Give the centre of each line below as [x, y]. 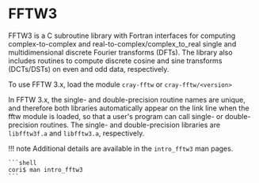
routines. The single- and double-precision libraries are [130, 125]
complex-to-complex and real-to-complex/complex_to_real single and [122, 43]
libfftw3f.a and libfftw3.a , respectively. [76, 133]
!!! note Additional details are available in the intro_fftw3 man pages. [121, 148]
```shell [23, 162]
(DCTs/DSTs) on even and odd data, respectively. [89, 69]
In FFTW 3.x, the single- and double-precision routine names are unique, [127, 99]
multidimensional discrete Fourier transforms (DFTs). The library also [120, 52]
